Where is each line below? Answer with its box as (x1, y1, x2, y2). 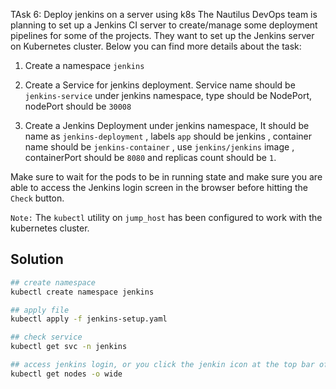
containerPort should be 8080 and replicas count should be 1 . (24, 152, 277, 163)
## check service (10, 332, 83, 343)
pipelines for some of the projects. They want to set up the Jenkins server (10, 30, 315, 41)
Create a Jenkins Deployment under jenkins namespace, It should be (24, 120, 310, 131)
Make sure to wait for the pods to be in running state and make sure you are (10, 171, 323, 183)
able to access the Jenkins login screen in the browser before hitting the (10, 182, 309, 193)
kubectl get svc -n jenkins (10, 342, 128, 352)
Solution (10, 251, 64, 268)
